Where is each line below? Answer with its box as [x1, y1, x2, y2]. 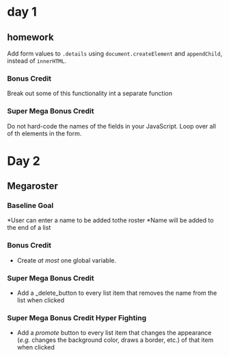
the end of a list [7, 224, 51, 232]
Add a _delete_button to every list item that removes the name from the [16, 289, 217, 297]
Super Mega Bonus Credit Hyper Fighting [7, 313, 147, 322]
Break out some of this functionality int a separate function [7, 90, 173, 98]
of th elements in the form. [7, 129, 82, 137]
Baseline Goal [7, 201, 54, 211]
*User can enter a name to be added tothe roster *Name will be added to [7, 216, 214, 224]
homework [7, 31, 54, 43]
